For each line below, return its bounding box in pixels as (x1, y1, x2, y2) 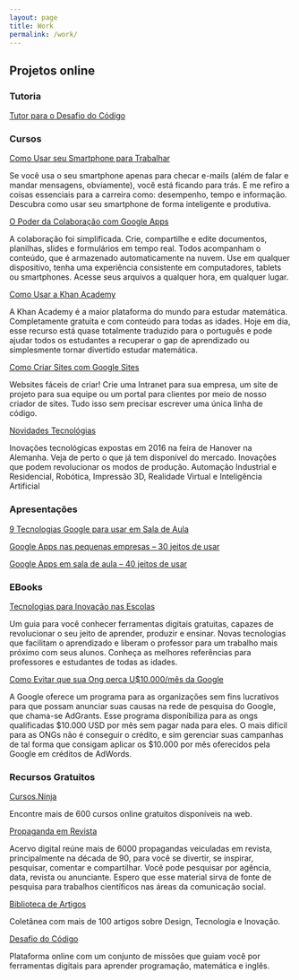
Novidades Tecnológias (9, 425, 97, 436)
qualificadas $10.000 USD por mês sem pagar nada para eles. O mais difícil (9, 719, 288, 731)
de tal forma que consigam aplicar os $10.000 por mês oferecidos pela (9, 739, 270, 750)
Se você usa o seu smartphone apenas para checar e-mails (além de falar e (9, 170, 289, 181)
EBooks (9, 580, 43, 593)
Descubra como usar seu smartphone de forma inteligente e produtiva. (9, 199, 271, 210)
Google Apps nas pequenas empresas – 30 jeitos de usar (9, 541, 220, 551)
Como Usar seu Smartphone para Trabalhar (9, 153, 171, 164)
